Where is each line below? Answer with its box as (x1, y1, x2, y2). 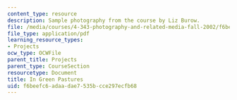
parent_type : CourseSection (7, 63, 90, 70)
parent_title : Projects (7, 56, 78, 63)
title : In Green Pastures (7, 75, 83, 83)
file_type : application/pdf (7, 30, 90, 37)
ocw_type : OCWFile (7, 50, 61, 57)
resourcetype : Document (7, 69, 78, 76)
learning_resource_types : (7, 37, 83, 44)
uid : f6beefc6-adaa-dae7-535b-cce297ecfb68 (7, 82, 138, 89)
